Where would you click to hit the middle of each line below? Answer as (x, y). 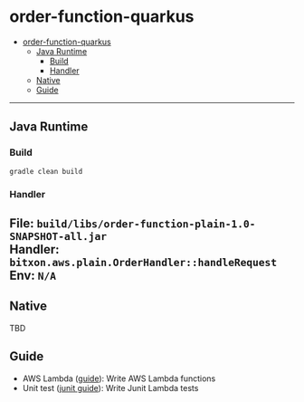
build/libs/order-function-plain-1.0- (146, 224)
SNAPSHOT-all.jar (58, 236)
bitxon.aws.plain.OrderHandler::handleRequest (143, 262)
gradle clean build (46, 171)
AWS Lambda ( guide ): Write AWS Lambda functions (119, 378)
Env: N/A (33, 275)
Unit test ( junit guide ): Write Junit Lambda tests (110, 388)
